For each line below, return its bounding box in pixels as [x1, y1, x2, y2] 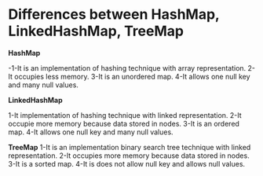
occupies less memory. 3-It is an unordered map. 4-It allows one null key [14, 71, 250, 81]
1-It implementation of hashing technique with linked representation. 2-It [8, 110, 242, 119]
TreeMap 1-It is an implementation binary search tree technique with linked [8, 142, 251, 152]
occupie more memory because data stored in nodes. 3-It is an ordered [8, 119, 239, 128]
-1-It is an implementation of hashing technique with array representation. [8, 63, 247, 72]
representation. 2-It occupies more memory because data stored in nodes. [8, 151, 250, 160]
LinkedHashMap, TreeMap [8, 22, 184, 40]
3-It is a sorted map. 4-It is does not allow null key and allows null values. [8, 159, 246, 168]
